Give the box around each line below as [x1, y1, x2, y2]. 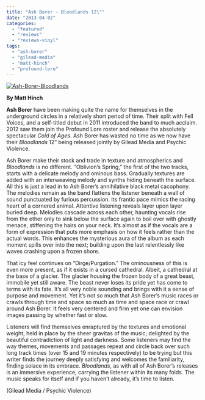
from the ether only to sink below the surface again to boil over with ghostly [6, 215, 196, 223]
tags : [6, 43, 20, 49]
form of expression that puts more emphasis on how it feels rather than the [6, 228, 195, 236]
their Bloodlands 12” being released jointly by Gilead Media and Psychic [6, 139, 187, 146]
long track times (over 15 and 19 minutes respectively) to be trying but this [6, 349, 192, 357]
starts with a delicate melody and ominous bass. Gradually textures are [6, 170, 185, 177]
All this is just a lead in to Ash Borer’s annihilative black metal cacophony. [6, 183, 190, 190]
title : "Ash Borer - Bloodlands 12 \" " [6, 9, 105, 15]
